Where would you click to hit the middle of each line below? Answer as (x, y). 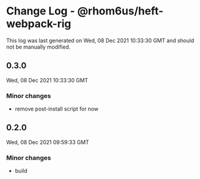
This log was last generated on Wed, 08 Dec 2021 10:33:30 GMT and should (100, 40)
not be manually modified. (38, 47)
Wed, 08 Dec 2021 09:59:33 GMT (48, 142)
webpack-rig (39, 24)
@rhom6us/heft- (120, 11)
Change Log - (41, 11)
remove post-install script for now (57, 109)
